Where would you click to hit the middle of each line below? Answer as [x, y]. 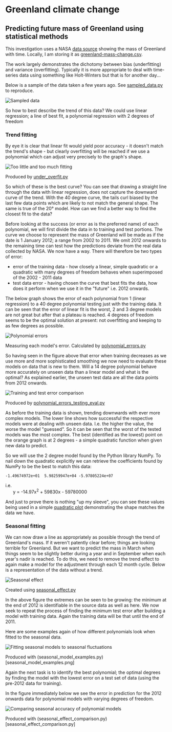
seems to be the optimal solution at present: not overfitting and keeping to [83, 320]
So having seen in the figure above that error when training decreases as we [86, 356]
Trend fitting [21, 135]
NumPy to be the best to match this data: [48, 467]
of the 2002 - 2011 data [37, 278]
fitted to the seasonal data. [34, 637]
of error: [14, 257]
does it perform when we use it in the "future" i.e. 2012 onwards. [81, 288]
